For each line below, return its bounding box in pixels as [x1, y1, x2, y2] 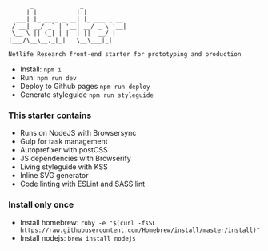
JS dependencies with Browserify [19, 154, 132, 164]
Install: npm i [19, 64, 62, 74]
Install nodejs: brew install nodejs [19, 233, 136, 242]
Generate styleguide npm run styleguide [19, 90, 154, 99]
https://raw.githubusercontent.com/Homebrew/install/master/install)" [19, 226, 261, 234]
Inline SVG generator [19, 171, 89, 180]
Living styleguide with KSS [19, 162, 108, 172]
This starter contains [8, 110, 92, 121]
